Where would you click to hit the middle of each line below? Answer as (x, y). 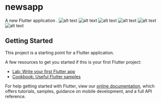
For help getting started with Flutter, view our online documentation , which (80, 86)
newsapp (24, 7)
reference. (15, 96)
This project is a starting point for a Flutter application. (60, 52)
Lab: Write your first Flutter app (44, 71)
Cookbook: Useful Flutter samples (46, 76)
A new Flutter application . (31, 20)
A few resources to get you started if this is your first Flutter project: (73, 62)
